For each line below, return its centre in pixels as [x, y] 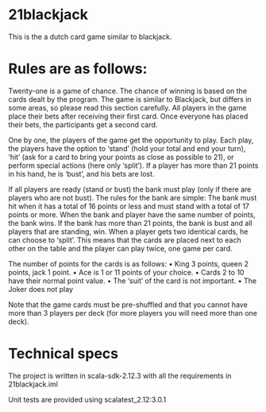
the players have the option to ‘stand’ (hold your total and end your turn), [127, 148]
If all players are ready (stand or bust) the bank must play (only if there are [130, 189]
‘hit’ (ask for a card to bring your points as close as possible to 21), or [121, 157]
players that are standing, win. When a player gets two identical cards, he [128, 231]
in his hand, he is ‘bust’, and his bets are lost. [81, 173]
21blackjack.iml [33, 384]
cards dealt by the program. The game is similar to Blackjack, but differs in [130, 99]
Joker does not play [41, 289]
